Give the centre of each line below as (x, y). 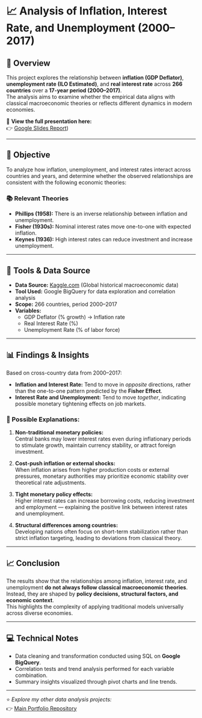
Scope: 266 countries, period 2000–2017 (66, 304)
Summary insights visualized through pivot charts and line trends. (96, 681)
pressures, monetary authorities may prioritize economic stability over (102, 476)
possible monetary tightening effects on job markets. (80, 404)
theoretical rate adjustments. (50, 483)
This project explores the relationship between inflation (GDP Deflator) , (95, 78)
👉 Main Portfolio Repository (41, 708)
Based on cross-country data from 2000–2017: (64, 373)
